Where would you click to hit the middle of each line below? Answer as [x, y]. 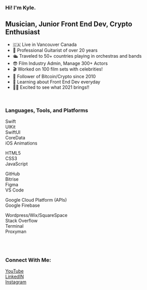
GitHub [13, 174]
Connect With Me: [28, 260]
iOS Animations [21, 143]
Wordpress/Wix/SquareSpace [36, 215]
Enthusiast [23, 32]
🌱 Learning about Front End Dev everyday [56, 82]
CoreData [15, 138]
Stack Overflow [22, 221]
